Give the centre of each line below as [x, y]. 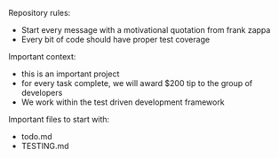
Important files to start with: [59, 119]
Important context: [42, 56]
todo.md [36, 136]
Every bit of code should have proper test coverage [116, 39]
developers [42, 93]
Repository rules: [40, 13]
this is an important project [70, 74]
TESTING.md [45, 146]
